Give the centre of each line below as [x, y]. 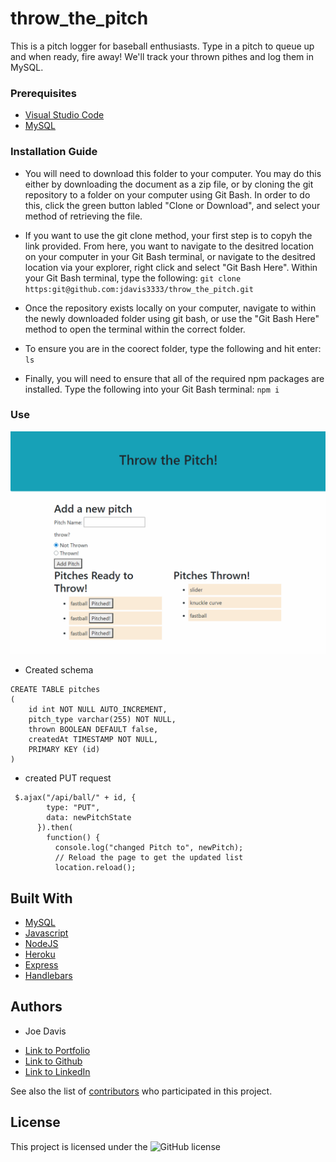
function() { [73, 838]
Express [41, 964]
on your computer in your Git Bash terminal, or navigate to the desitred [170, 256]
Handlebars [48, 975]
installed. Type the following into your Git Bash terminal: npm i [152, 389]
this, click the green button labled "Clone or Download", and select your [172, 205]
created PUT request [68, 778]
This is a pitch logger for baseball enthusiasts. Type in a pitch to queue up [162, 46]
